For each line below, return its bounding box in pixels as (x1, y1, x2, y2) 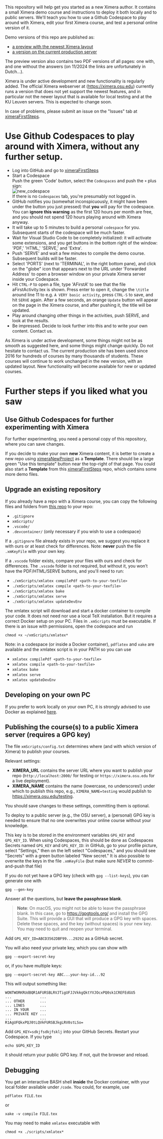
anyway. (12, 219, 29, 225)
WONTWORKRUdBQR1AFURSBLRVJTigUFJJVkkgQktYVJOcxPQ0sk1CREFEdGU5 (5, 990, 136, 995)
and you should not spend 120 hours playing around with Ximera (12, 214, 141, 220)
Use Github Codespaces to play (5, 131, 135, 142)
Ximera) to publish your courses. (5, 748, 70, 755)
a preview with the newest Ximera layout (12, 44, 94, 49)
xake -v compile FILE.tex (5, 1112, 57, 1117)
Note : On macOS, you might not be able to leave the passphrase (16, 905, 146, 911)
